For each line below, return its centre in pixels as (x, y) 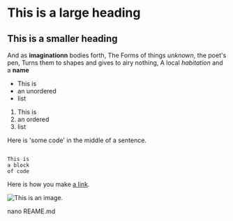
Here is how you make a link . (48, 184)
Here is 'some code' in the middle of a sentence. (77, 140)
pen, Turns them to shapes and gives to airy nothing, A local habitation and (115, 63)
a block (18, 165)
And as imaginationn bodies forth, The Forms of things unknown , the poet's (117, 55)
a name (18, 70)
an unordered (37, 91)
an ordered (33, 119)
